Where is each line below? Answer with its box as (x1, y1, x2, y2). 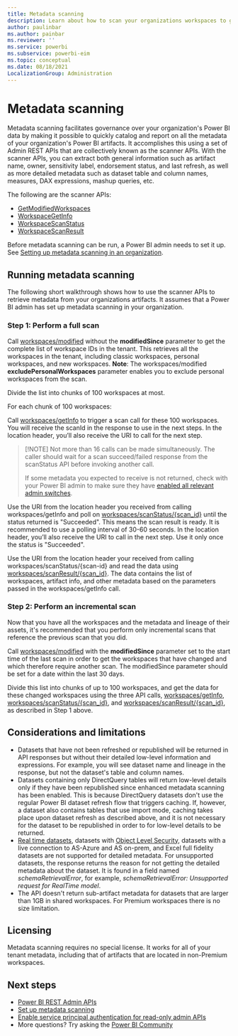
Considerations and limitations (7, 726, 147, 739)
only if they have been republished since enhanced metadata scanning (17, 783, 225, 792)
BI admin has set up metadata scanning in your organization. (7, 303, 184, 311)
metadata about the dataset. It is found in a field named (17, 866, 179, 875)
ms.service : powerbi (7, 43, 69, 50)
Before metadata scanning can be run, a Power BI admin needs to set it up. (7, 241, 226, 249)
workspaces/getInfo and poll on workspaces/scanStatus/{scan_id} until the (7, 509, 227, 519)
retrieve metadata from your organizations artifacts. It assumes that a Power (7, 296, 230, 304)
